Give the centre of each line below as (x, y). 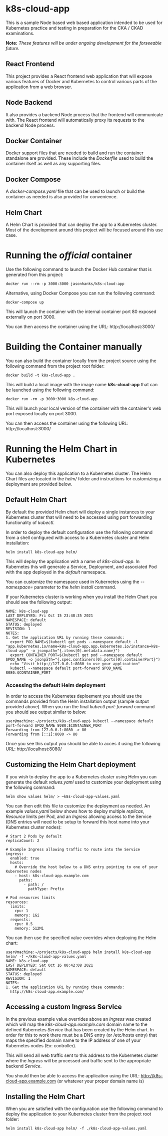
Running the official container (69, 255)
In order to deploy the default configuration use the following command (79, 532)
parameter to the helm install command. (75, 587)
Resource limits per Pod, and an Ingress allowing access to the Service (79, 816)
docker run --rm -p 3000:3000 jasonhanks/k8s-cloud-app (65, 283)
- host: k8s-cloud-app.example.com (52, 876)
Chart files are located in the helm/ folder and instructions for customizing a (83, 478)
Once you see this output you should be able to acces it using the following (83, 743)
